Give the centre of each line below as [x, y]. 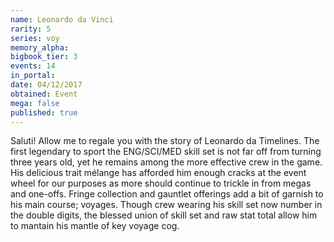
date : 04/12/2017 [46, 85]
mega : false [35, 103]
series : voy [35, 38]
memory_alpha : [40, 47]
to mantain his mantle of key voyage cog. [95, 226]
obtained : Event [44, 94]
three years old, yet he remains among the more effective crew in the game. [166, 162]
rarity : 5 [31, 29]
